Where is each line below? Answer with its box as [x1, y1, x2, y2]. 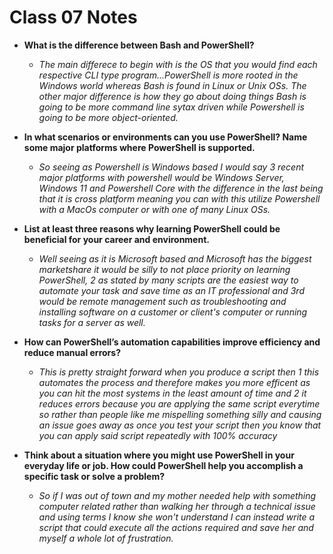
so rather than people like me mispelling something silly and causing [38, 408, 322, 420]
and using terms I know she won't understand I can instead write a [38, 511, 316, 523]
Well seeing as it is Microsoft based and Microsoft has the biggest [38, 252, 312, 265]
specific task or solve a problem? [23, 470, 166, 482]
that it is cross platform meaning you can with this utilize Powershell [38, 192, 321, 205]
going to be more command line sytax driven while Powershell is [38, 101, 305, 113]
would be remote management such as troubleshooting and [38, 295, 287, 307]
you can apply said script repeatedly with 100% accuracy [38, 429, 278, 441]
